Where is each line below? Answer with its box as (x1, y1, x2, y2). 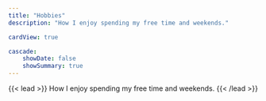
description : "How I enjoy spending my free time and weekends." (8, 19, 229, 27)
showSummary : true (22, 62, 83, 70)
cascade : (8, 47, 37, 55)
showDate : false (22, 54, 77, 63)
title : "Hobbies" (8, 11, 66, 20)
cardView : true (8, 33, 59, 41)
